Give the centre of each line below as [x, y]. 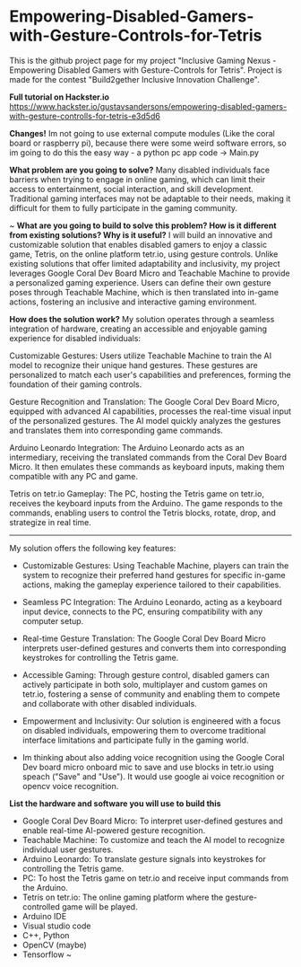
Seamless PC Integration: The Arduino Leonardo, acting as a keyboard [152, 602]
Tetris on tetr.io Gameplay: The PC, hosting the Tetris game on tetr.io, [137, 493]
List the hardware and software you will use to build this [115, 803]
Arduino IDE [44, 916]
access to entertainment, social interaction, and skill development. [131, 189]
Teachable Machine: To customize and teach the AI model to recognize [153, 840]
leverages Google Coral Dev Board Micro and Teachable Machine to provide [150, 273]
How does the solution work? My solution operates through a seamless [142, 319]
